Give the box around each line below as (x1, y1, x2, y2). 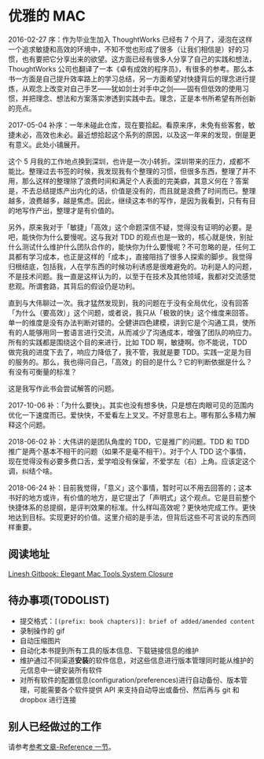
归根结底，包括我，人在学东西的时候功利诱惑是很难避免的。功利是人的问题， (8, 261, 256, 271)
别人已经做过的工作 (8, 720, 101, 733)
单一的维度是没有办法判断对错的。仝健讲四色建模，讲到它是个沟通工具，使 (8, 318, 249, 327)
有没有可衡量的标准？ (8, 367, 77, 376)
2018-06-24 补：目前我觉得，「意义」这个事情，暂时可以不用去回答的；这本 (8, 483, 252, 492)
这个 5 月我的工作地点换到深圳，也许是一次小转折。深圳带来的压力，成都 (8, 157, 244, 166)
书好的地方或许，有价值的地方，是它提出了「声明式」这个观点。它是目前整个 (8, 492, 256, 502)
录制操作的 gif (19, 626, 65, 636)
